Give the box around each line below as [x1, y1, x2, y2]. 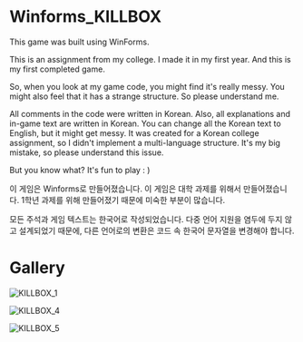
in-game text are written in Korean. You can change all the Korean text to [9, 118, 281, 129]
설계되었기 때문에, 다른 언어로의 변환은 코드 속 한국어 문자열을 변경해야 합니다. [18, 225, 295, 236]
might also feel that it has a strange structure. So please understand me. [9, 91, 279, 102]
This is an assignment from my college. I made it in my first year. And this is [9, 54, 292, 64]
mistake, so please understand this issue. [9, 147, 164, 158]
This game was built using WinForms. [9, 36, 150, 47]
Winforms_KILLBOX [9, 6, 161, 27]
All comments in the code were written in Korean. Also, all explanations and [9, 108, 291, 119]
